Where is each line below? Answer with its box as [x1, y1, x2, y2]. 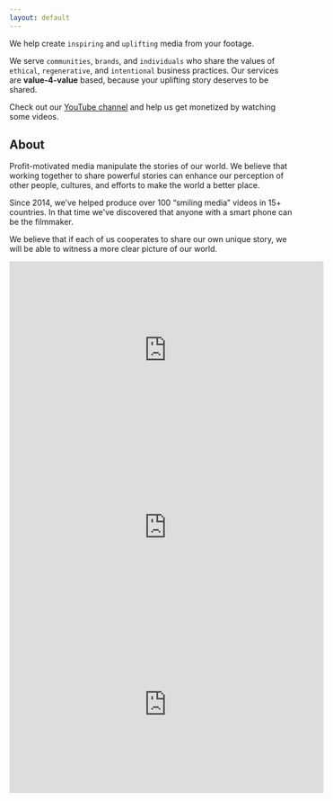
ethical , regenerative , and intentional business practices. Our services [9, 65, 279, 76]
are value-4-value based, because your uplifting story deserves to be [9, 74, 269, 85]
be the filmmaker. [9, 217, 74, 228]
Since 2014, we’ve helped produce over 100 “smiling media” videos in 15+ [9, 197, 282, 208]
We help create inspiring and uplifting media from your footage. [9, 38, 255, 49]
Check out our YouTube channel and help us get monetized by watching [9, 101, 276, 112]
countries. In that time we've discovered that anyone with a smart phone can [9, 207, 293, 218]
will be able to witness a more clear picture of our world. [9, 244, 218, 255]
